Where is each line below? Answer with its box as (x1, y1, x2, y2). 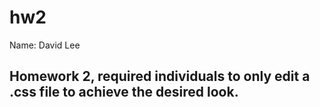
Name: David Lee (9, 39, 81, 51)
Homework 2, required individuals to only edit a (9, 68, 311, 85)
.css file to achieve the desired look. (9, 84, 239, 101)
